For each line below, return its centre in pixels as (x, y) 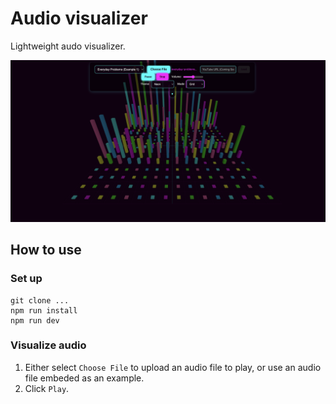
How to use (46, 250)
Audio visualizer (79, 18)
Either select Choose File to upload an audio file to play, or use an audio (173, 367)
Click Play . (47, 388)
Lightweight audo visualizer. (68, 46)
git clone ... (40, 300)
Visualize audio (48, 345)
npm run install (44, 310)
